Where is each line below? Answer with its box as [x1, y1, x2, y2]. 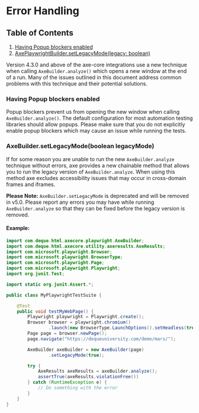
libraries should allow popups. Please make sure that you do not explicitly [6, 121, 185, 128]
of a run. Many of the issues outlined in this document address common [6, 74, 182, 81]
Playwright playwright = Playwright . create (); [27, 314, 145, 320]
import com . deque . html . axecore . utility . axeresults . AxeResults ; [6, 243, 166, 249]
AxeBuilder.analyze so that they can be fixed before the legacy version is [6, 204, 185, 212]
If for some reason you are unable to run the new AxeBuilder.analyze [6, 155, 175, 162]
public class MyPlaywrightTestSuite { [6, 292, 102, 298]
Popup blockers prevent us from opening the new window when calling [6, 108, 180, 116]
